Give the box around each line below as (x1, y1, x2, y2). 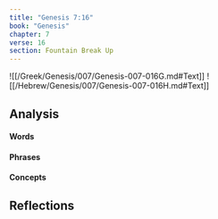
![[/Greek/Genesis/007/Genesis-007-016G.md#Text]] (9, 71, 205, 81)
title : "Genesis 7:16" (9, 13, 94, 22)
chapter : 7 (9, 29, 50, 38)
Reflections (9, 198, 75, 213)
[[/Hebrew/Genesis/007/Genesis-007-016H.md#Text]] (9, 80, 210, 91)
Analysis (9, 106, 60, 122)
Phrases (9, 151, 41, 162)
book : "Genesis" (9, 21, 70, 30)
